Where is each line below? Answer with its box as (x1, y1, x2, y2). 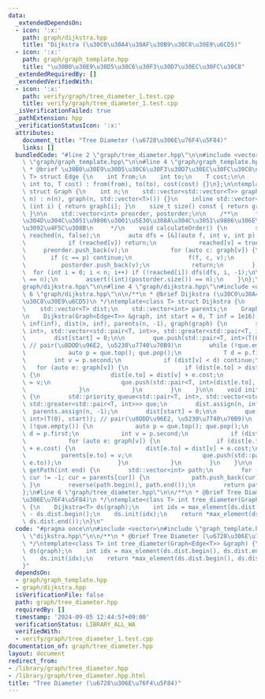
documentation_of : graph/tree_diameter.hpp (8, 642, 154, 651)
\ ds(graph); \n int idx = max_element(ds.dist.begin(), (22, 547, 221, 555)
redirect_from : (8, 656, 58, 665)
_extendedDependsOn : (15, 19, 83, 27)
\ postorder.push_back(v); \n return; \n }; (22, 261, 259, 269)
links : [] (22, 144, 55, 151)
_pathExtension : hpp (15, 114, 83, 122)
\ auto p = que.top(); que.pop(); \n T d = (22, 349, 242, 357)
